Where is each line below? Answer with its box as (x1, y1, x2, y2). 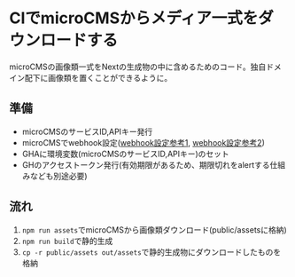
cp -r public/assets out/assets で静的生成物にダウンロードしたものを (21, 246, 282, 257)
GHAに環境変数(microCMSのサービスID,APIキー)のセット (21, 148, 230, 159)
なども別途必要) (29, 170, 88, 181)
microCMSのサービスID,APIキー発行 (21, 126, 153, 137)
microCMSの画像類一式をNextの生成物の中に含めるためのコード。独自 (9, 61, 267, 72)
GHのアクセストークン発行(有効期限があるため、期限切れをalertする (21, 159, 270, 170)
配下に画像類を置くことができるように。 (24, 72, 173, 83)
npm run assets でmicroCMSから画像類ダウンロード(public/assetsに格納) (21, 224, 288, 235)
